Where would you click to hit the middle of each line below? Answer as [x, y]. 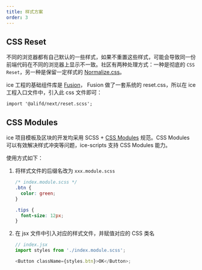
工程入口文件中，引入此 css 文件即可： [54, 93]
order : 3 [17, 17]
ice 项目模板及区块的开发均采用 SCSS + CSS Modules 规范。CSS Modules [98, 138]
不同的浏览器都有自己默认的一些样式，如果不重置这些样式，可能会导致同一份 [101, 57]
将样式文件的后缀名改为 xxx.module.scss [65, 171]
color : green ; [38, 193]
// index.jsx [31, 245]
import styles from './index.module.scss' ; [70, 251]
